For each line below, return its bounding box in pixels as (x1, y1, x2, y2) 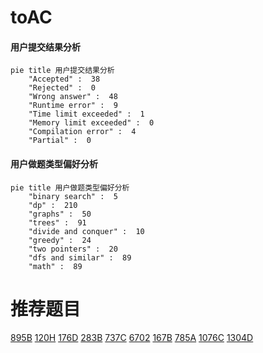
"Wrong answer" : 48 (28, 92, 118, 102)
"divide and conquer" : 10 (28, 226, 145, 236)
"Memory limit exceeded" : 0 (28, 118, 155, 128)
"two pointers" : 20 (28, 244, 118, 254)
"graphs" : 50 (28, 209, 92, 219)
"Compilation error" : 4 (28, 127, 137, 137)
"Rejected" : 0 (28, 83, 97, 93)
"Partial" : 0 (28, 136, 92, 146)
